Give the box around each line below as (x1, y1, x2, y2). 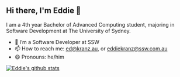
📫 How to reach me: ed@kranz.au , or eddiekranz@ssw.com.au (14, 45, 168, 52)
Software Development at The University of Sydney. (6, 27, 131, 34)
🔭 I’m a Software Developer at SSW (14, 38, 99, 45)
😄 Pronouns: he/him (14, 53, 64, 60)
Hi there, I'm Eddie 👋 (6, 6, 81, 16)
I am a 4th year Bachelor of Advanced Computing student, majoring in (6, 21, 175, 28)
